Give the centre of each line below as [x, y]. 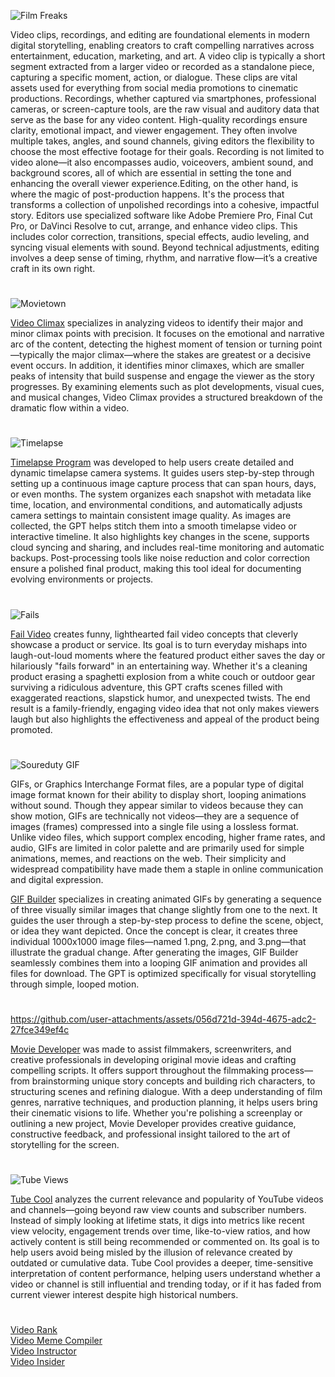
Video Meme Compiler [56, 1341]
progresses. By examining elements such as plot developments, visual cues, [167, 387]
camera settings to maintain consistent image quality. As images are [151, 516]
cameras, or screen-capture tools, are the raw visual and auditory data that [165, 109]
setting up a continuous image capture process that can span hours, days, [163, 484]
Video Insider [37, 1362]
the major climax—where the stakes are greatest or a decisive [184, 355]
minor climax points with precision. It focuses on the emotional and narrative [167, 334]
